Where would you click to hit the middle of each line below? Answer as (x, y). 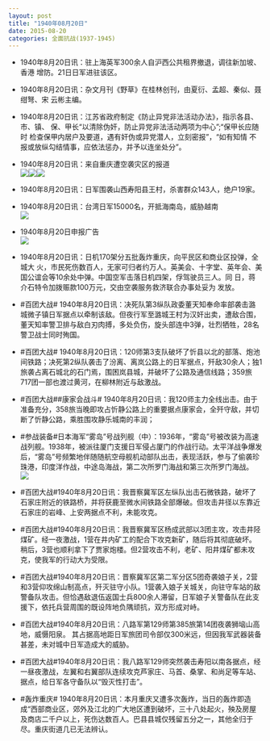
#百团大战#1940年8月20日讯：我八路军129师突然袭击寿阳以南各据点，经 (140, 662)
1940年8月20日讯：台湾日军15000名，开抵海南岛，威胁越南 (119, 207)
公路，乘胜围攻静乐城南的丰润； (101, 420)
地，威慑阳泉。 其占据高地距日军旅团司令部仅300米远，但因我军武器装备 (141, 634)
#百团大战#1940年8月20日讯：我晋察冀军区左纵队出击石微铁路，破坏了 (138, 492)
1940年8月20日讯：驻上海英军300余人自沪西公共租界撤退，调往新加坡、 (140, 62)
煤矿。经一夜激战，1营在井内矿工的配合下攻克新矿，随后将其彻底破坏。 (138, 540)
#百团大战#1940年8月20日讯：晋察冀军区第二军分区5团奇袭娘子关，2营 (139, 577)
